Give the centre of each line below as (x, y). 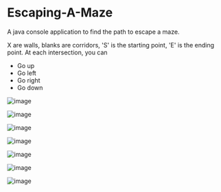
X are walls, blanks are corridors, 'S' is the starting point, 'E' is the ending (111, 45)
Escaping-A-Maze (60, 13)
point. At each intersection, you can (57, 52)
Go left (26, 73)
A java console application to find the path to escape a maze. (93, 32)
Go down (30, 87)
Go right (28, 80)
